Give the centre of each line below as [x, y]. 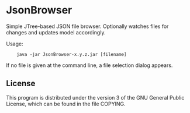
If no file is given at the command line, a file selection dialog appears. [89, 65]
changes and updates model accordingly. [56, 32]
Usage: [15, 44]
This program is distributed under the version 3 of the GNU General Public [95, 97]
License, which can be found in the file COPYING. [66, 104]
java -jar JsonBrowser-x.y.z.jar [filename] [72, 54]
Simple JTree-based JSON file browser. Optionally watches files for [87, 26]
